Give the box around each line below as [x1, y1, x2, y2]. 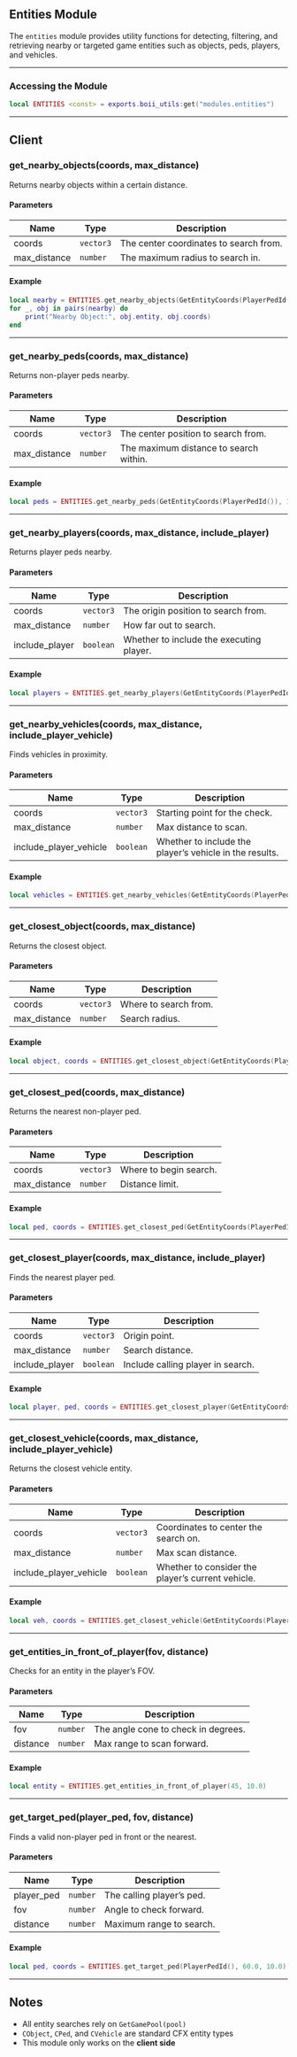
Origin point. [123, 1329, 175, 1342]
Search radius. [119, 1012, 180, 1025]
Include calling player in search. [123, 1358, 255, 1371]
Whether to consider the [156, 1560, 258, 1573]
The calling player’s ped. [104, 1889, 206, 1901]
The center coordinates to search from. [119, 236, 283, 249]
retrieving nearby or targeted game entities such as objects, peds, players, [9, 40, 281, 50]
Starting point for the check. [156, 807, 272, 819]
